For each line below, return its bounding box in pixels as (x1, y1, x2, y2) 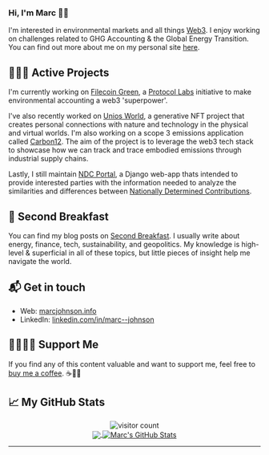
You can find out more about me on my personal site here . (8, 43, 200, 52)
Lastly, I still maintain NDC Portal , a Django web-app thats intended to (8, 169, 239, 179)
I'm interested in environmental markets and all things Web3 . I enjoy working (8, 26, 260, 35)
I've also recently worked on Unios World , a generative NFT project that (8, 112, 245, 121)
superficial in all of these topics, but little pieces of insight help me (31, 248, 251, 258)
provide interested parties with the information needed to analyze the (8, 178, 237, 188)
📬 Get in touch (8, 281, 86, 295)
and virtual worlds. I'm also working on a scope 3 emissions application (8, 128, 244, 138)
